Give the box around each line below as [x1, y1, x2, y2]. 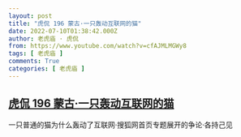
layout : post [8, 11, 53, 20]
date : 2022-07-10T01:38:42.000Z [8, 27, 118, 35]
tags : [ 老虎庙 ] [8, 49, 63, 58]
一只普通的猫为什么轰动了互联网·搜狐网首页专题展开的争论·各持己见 [8, 119, 234, 130]
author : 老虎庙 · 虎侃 [8, 34, 80, 43]
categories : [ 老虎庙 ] [8, 65, 85, 73]
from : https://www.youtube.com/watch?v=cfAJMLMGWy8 [8, 42, 187, 50]
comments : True [8, 58, 60, 66]
